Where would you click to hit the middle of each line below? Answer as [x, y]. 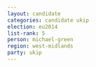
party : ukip [25, 53]
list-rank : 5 [26, 33]
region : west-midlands [40, 46]
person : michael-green [40, 40]
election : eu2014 [33, 27]
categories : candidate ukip [48, 20]
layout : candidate [34, 14]
